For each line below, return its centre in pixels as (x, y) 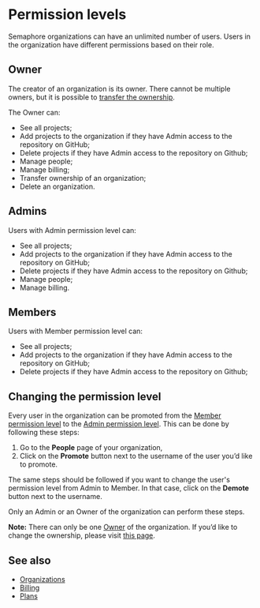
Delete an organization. (58, 186)
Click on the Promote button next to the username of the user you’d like (136, 456)
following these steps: (44, 433)
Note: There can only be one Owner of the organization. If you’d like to (123, 527)
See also (30, 560)
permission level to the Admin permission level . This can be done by (119, 424)
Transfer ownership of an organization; (83, 178)
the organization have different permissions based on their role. (111, 44)
